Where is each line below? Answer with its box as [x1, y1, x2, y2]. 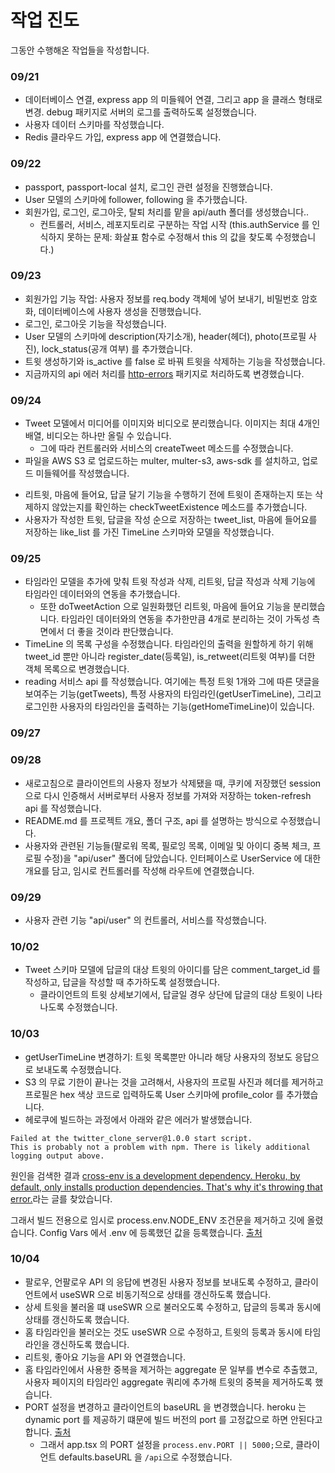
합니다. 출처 [24, 1426, 72, 1438]
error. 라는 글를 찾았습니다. [10, 1192, 113, 1205]
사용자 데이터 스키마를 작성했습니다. [24, 119, 165, 131]
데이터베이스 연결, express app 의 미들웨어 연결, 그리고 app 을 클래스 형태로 [24, 94, 323, 106]
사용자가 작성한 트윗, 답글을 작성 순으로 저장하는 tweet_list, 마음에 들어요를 [24, 514, 318, 526]
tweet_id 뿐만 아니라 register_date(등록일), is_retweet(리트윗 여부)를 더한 [24, 651, 316, 663]
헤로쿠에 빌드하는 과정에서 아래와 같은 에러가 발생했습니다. [24, 1113, 253, 1125]
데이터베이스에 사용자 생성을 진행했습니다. [38, 305, 202, 317]
